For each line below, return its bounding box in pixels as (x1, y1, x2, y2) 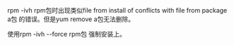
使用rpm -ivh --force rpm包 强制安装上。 (7, 30, 126, 38)
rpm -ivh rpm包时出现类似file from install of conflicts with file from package (7, 6, 228, 14)
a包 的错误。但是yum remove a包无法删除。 (7, 15, 135, 23)
